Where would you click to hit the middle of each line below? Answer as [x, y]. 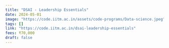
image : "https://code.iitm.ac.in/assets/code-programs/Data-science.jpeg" [85, 19]
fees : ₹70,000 [20, 33]
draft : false [19, 38]
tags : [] [14, 24]
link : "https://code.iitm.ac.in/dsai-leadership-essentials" [71, 28]
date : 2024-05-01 [23, 14]
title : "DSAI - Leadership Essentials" [47, 10]
